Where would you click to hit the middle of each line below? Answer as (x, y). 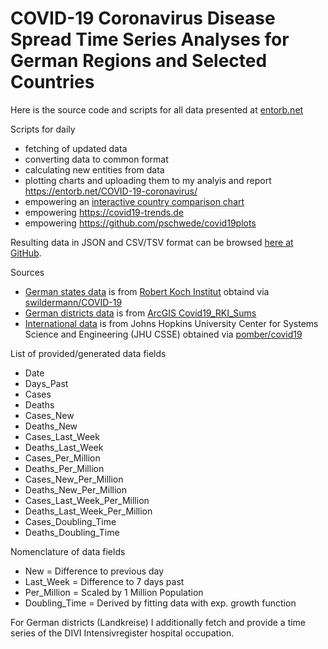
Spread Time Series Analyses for (150, 39)
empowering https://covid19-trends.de (104, 212)
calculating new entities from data (94, 169)
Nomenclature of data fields (68, 551)
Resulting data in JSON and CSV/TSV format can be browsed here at (152, 242)
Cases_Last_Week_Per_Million (87, 500)
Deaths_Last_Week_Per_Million (88, 511)
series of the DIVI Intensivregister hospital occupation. (122, 633)
